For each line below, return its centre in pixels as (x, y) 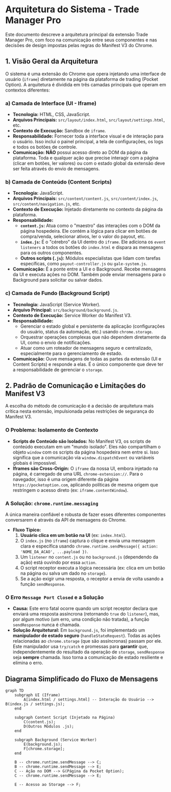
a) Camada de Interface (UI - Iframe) (51, 103)
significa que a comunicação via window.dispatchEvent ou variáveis (83, 457)
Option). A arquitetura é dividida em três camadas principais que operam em (86, 84)
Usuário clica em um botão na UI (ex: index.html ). (73, 535)
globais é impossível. (35, 463)
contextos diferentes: (28, 90)
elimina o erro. (28, 663)
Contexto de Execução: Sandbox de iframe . (59, 131)
